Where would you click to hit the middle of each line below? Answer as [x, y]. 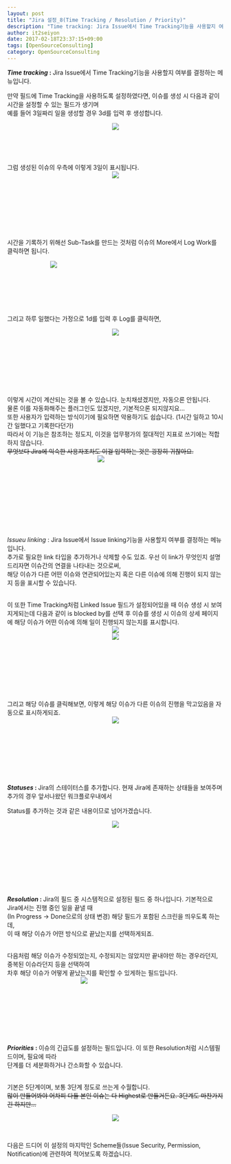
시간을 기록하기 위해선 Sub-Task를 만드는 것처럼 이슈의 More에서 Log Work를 [112, 242]
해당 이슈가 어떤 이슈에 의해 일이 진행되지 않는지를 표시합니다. [97, 622]
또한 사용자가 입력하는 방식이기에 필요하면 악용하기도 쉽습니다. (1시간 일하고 [109, 417]
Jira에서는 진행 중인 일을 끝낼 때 [50, 907]
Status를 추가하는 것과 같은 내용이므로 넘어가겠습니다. [79, 810]
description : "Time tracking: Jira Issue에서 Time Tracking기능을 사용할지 [112, 26]
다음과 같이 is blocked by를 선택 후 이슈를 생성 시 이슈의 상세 [119, 613]
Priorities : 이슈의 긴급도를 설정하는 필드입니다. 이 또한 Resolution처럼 [102, 1047]
